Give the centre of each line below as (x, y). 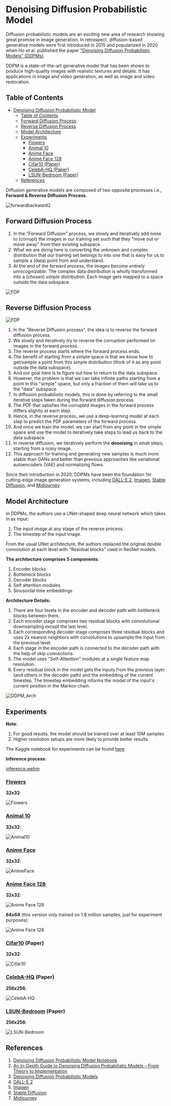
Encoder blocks (29, 569)
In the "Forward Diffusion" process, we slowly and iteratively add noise (87, 233)
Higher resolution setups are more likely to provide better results (80, 739)
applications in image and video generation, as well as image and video (80, 76)
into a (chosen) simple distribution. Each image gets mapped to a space (88, 276)
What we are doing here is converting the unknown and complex (81, 249)
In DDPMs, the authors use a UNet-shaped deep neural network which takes (86, 513)
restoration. (18, 82)
